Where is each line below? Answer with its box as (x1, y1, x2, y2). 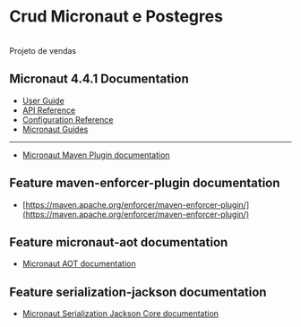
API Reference (21, 105, 76, 116)
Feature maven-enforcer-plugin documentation (9, 176, 280, 191)
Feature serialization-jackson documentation (9, 284, 267, 299)
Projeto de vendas (9, 45, 77, 56)
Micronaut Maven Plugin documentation (21, 150, 170, 160)
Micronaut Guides (21, 124, 89, 134)
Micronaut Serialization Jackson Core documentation (21, 308, 219, 319)
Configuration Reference (21, 114, 114, 125)
